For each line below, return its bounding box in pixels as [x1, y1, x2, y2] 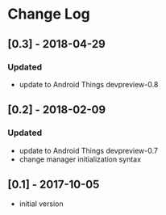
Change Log [7, 5, 90, 23]
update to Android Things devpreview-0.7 [19, 145, 159, 155]
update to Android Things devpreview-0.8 [19, 79, 159, 89]
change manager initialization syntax [19, 154, 142, 164]
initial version [19, 199, 64, 209]
